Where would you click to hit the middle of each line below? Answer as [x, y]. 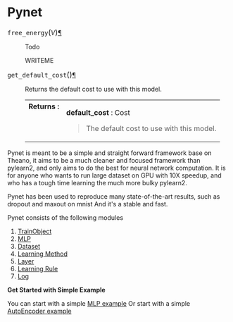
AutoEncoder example [39, 311]
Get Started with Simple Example [56, 290]
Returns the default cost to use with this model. [93, 89]
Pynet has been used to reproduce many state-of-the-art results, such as [114, 196]
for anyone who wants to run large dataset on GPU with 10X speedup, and [114, 175]
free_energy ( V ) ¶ [34, 32]
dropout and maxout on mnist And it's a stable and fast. [88, 204]
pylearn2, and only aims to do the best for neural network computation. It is [117, 168]
